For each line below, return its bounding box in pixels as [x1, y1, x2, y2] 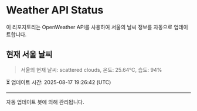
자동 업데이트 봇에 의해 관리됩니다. [6, 98, 84, 105]
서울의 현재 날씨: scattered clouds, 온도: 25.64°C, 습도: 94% [20, 66, 162, 73]
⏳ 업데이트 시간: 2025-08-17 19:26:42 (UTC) [6, 78, 111, 85]
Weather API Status [6, 4, 104, 17]
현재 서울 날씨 [6, 50, 53, 60]
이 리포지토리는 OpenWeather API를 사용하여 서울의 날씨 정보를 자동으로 [6, 23, 173, 30]
